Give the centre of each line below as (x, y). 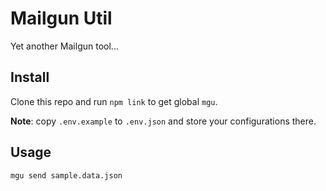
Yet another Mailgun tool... (64, 46)
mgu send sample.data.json (66, 175)
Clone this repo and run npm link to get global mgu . (114, 101)
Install (30, 77)
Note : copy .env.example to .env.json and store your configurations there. (163, 121)
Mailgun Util (61, 18)
